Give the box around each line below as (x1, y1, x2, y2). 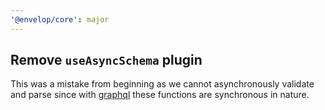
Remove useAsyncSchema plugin (10, 52, 203, 69)
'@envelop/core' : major (10, 14, 110, 25)
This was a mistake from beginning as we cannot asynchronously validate (10, 78, 315, 90)
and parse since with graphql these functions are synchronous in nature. (10, 89, 310, 101)
